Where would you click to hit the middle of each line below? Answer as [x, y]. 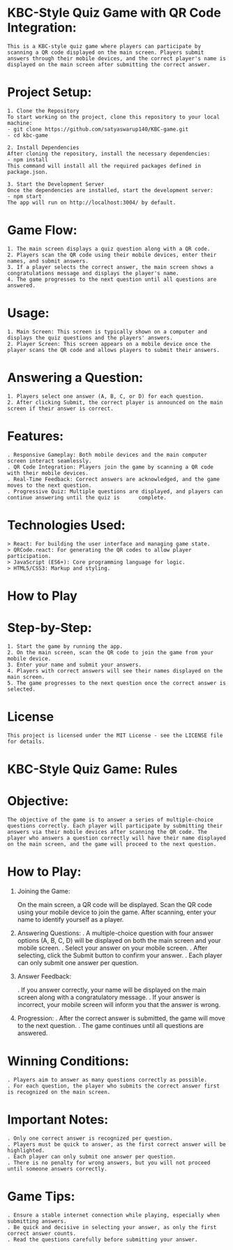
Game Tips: [41, 1196]
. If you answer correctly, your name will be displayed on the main [112, 990]
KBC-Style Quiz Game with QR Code [114, 13]
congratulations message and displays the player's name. [93, 273]
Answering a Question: [75, 377]
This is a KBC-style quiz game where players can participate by [104, 46]
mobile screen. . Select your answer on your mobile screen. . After [112, 948]
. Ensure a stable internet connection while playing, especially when [113, 1215]
